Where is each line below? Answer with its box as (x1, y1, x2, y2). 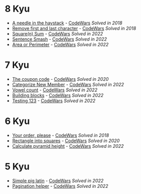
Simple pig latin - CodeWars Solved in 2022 (12, 177, 104, 183)
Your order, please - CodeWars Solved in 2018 (12, 132, 109, 138)
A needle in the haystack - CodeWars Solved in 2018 (12, 20, 123, 26)
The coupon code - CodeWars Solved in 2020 (12, 76, 109, 82)
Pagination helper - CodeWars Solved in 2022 (12, 183, 108, 189)
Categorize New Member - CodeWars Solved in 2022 (12, 81, 124, 87)
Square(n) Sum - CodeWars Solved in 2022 (12, 30, 103, 37)
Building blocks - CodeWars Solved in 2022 (12, 92, 104, 98)
